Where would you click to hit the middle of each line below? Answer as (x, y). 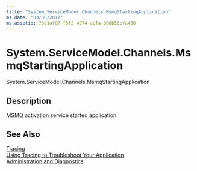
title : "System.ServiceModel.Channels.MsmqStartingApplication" (89, 12)
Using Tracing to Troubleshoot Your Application (65, 155)
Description (29, 100)
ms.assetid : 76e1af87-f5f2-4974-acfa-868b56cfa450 (71, 23)
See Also (23, 134)
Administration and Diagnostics (45, 161)
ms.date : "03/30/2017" (35, 17)
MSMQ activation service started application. (62, 115)
